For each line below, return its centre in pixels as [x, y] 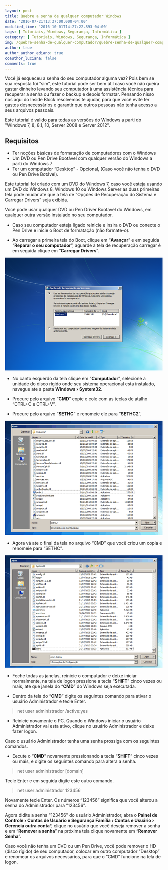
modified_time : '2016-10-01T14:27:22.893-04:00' [57, 27]
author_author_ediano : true [34, 53]
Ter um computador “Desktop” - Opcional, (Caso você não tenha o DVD [86, 169]
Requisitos [22, 141]
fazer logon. [25, 731]
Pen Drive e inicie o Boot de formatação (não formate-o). [71, 230]
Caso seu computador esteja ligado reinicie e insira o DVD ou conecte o [86, 225]
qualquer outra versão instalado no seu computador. [59, 215]
